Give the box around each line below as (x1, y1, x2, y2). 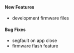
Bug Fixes (5, 26, 26, 32)
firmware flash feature (12, 43, 58, 49)
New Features (5, 4, 35, 10)
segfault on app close (12, 37, 57, 43)
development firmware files (12, 15, 69, 21)
